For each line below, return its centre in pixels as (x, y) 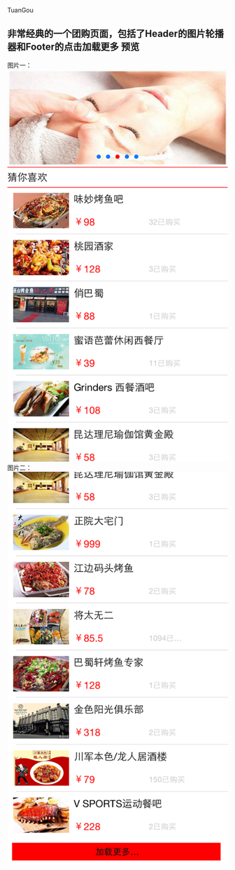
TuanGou (20, 10)
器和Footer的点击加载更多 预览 (73, 47)
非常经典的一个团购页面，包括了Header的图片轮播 (115, 34)
